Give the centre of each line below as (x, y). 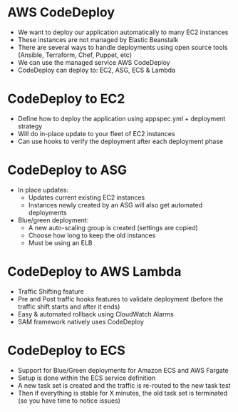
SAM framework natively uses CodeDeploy (81, 321)
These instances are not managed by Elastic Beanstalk (98, 39)
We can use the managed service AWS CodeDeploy (94, 62)
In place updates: (43, 190)
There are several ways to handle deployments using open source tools (123, 47)
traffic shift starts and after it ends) (69, 307)
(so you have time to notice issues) (69, 401)
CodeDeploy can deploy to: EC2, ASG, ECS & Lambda (97, 70)
